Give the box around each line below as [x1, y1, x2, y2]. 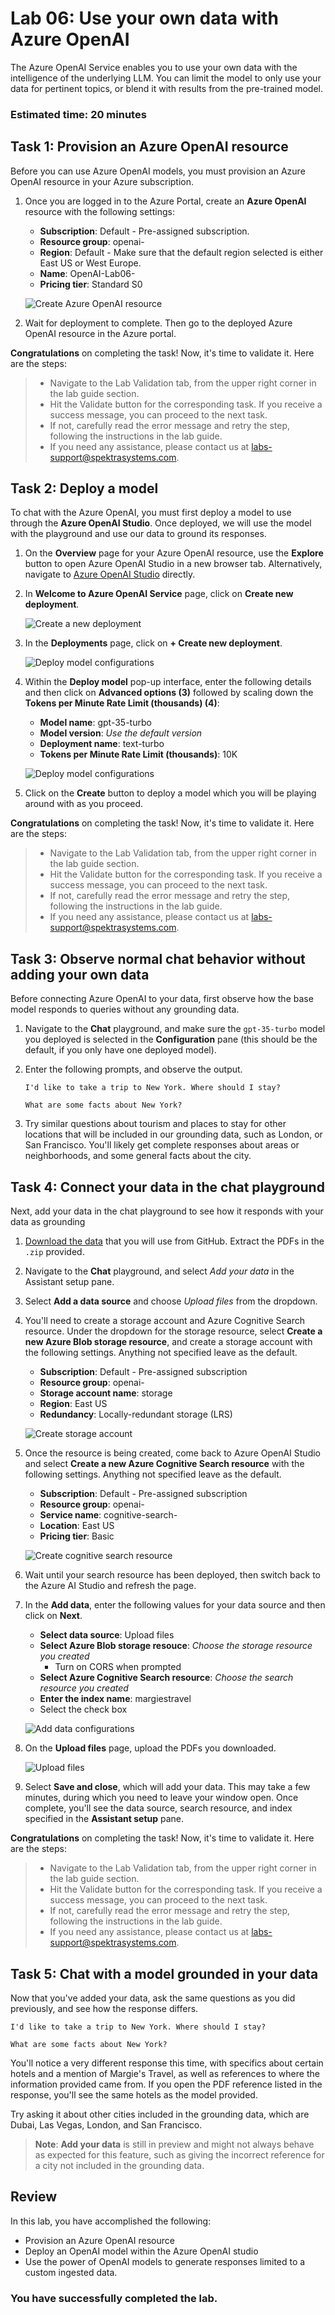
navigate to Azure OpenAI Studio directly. [24, 568, 196, 581]
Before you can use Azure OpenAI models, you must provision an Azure [10, 165, 306, 177]
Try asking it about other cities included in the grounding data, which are [10, 2108, 310, 2120]
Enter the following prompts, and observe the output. [24, 1063, 243, 1076]
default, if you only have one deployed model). [24, 1044, 217, 1056]
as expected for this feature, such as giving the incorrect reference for [34, 2148, 325, 2161]
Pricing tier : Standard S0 [39, 278, 143, 290]
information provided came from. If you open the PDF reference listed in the [10, 2078, 323, 2090]
